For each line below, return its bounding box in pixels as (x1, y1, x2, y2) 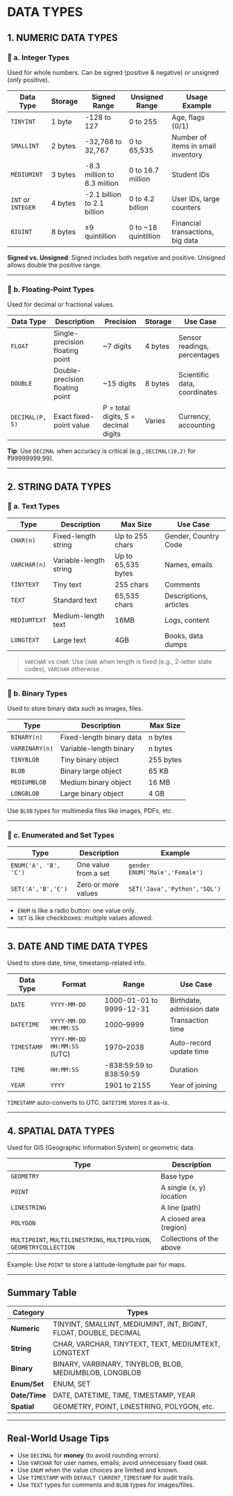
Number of (171, 132, 207, 142)
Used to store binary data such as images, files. (7, 705, 144, 713)
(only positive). (7, 76, 50, 84)
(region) (160, 1223, 187, 1232)
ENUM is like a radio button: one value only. (17, 906, 137, 915)
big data (171, 235, 199, 245)
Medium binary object (60, 777, 132, 787)
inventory (171, 150, 202, 160)
